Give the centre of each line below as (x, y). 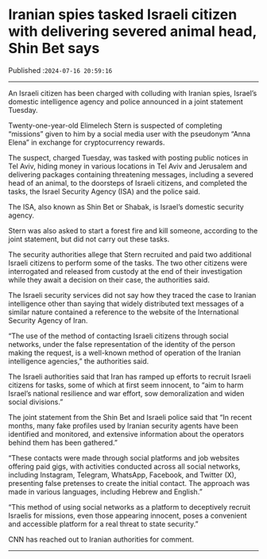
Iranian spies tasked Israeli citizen (123, 15)
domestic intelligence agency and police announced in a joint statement (126, 102)
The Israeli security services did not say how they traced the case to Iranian (132, 295)
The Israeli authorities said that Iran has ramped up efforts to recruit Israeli (130, 376)
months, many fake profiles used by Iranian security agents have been (123, 426)
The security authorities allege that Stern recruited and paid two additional (130, 254)
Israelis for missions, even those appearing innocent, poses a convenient (128, 515)
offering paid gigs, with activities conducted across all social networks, (124, 466)
